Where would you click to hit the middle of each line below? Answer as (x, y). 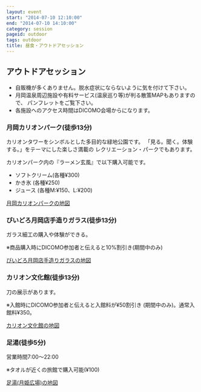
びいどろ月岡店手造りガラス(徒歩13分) (61, 220)
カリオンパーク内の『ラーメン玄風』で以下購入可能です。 (78, 162)
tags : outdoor (24, 40)
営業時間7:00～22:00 (32, 357)
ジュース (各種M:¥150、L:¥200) (54, 190)
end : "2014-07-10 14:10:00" (42, 23)
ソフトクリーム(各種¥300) (47, 175)
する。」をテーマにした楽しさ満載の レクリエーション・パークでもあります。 (101, 149)
